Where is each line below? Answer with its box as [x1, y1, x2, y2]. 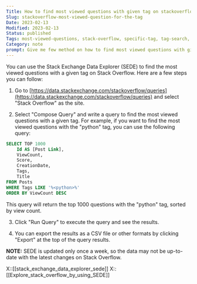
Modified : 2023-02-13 [6, 25, 59, 31]
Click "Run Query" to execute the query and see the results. [14, 218, 159, 225]
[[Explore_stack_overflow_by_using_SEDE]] [6, 271, 110, 278]
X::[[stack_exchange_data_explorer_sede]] [6, 265, 108, 272]
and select [154, 93, 179, 100]
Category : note [6, 42, 43, 48]
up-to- [167, 248, 183, 255]
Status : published [6, 31, 51, 36]
